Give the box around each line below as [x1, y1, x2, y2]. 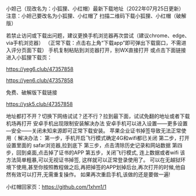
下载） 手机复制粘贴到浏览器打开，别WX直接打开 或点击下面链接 [31, 47, 187, 54]
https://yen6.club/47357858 [6, 77, 74, 83]
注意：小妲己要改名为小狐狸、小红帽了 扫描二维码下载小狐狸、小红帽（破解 [6, 12, 187, 19]
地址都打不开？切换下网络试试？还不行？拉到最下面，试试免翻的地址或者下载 [6, 113, 190, 120]
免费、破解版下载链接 [6, 89, 57, 96]
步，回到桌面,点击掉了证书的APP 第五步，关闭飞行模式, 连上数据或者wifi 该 [6, 149, 185, 156]
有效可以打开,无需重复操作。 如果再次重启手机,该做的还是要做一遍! [10, 171, 171, 178]
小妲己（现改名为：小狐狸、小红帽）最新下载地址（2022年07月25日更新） [6, 5, 184, 12]
